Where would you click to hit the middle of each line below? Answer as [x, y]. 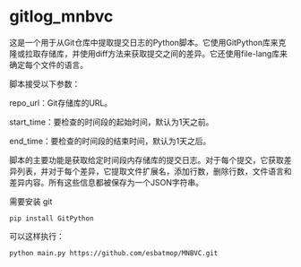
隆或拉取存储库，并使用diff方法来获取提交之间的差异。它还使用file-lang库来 [149, 53]
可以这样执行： [37, 236]
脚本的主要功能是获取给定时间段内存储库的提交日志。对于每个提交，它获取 [146, 159]
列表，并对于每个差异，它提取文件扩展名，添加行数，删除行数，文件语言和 [154, 171]
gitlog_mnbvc [61, 17]
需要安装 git [31, 201]
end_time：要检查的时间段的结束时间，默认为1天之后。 [110, 141]
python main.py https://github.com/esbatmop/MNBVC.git [114, 253]
